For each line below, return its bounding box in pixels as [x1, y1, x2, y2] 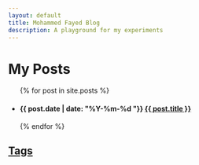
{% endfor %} [19, 121, 65, 130]
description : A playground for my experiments [8, 26, 164, 34]
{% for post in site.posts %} [19, 86, 110, 95]
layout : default [8, 11, 61, 20]
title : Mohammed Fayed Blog [8, 19, 101, 27]
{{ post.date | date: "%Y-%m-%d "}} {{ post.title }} [19, 104, 191, 113]
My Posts [8, 60, 71, 78]
